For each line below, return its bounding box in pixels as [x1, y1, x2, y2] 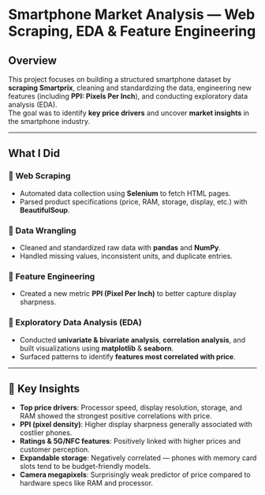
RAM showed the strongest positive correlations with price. [19, 411, 212, 421]
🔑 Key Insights [8, 381, 80, 396]
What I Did [8, 147, 61, 160]
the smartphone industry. [8, 117, 91, 126]
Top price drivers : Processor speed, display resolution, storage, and [19, 403, 243, 412]
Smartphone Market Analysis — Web [8, 6, 256, 24]
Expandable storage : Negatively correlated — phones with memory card [19, 453, 257, 463]
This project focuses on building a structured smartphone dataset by [8, 75, 231, 84]
